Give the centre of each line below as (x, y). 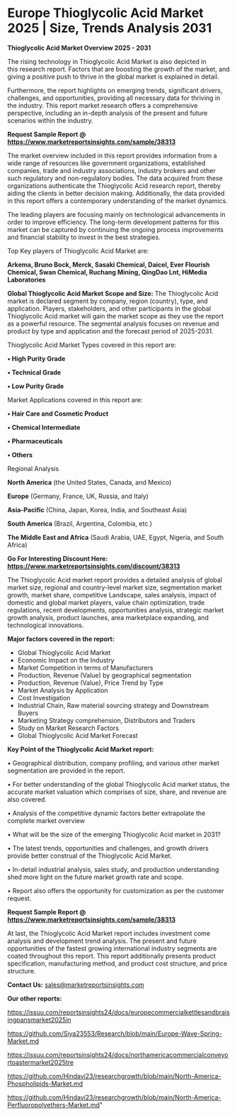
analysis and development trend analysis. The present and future (102, 941)
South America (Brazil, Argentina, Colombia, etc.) (80, 524)
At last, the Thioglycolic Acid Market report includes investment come (109, 933)
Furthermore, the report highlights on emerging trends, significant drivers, (115, 90)
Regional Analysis (33, 468)
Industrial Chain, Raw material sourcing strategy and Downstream (113, 705)
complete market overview (46, 820)
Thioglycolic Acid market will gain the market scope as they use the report (116, 316)
